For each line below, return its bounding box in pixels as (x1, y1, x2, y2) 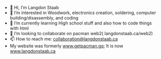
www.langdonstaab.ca (9, 48, 56, 54)
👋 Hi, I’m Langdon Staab (9, 5, 59, 10)
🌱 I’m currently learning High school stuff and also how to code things (9, 20, 152, 26)
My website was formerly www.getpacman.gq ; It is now (9, 43, 123, 49)
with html (9, 25, 29, 31)
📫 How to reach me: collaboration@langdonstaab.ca (9, 36, 118, 41)
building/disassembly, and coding (9, 15, 79, 20)
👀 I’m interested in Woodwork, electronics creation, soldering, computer (9, 10, 157, 16)
